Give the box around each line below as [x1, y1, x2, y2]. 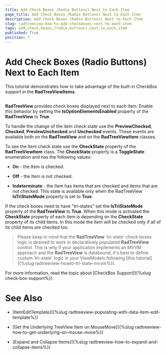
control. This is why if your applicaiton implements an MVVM [17, 245, 142, 251]
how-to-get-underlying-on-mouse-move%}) [12, 329, 104, 336]
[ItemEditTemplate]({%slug [12, 309, 68, 315]
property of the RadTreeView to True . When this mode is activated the [5, 208, 150, 214]
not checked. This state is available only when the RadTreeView [12, 188, 143, 194]
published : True [5, 30, 39, 35]
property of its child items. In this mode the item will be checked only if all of [5, 219, 161, 225]
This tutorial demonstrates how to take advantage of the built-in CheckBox [5, 83, 158, 89]
